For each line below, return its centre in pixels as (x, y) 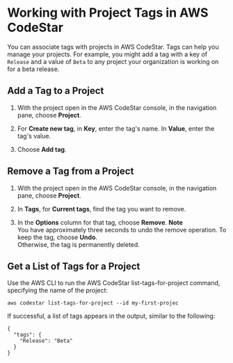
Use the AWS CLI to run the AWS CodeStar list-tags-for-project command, (114, 283)
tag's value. (34, 136)
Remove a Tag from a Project (71, 171)
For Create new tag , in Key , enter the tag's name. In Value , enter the (116, 128)
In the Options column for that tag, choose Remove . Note (100, 222)
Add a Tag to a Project (56, 91)
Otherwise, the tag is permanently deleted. (79, 244)
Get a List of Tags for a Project (74, 266)
